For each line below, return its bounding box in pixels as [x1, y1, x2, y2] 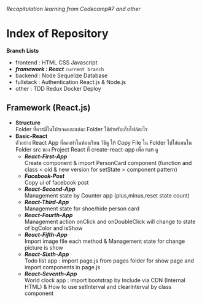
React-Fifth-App [24, 231, 68, 238]
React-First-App [24, 153, 68, 160]
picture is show [24, 244, 63, 251]
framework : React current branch [15, 65, 104, 72]
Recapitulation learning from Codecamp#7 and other [6, 6, 141, 12]
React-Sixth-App [24, 250, 69, 258]
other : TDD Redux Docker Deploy [15, 85, 101, 92]
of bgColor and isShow [24, 224, 83, 232]
